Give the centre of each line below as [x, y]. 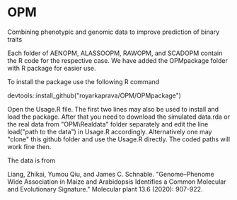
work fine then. [29, 146]
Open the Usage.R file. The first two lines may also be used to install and [113, 109]
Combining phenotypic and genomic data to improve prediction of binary [114, 32]
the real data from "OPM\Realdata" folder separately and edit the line [108, 124]
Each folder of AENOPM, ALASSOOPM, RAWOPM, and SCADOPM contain [115, 53]
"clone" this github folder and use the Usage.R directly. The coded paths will [119, 139]
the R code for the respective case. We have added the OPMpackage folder [117, 60]
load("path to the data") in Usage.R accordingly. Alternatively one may [110, 131]
